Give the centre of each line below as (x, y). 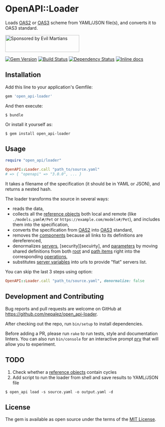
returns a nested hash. (28, 189)
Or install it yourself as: (29, 124)
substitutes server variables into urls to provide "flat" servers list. (79, 262)
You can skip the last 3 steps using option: (49, 272)
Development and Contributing (55, 297)
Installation (23, 75)
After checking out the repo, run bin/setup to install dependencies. (74, 324)
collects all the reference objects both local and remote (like (74, 214)
